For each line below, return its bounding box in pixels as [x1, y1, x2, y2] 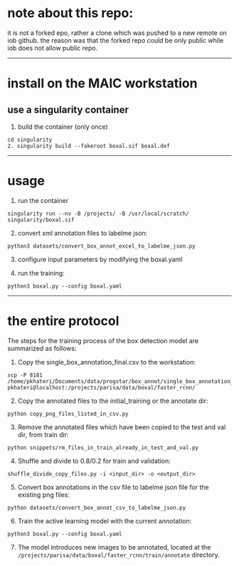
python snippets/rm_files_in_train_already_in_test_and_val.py [7, 444, 199, 451]
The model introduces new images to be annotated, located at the [17, 543, 211, 551]
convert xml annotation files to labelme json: [17, 229, 148, 237]
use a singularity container [7, 103, 129, 115]
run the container [17, 196, 69, 204]
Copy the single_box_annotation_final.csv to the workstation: [17, 357, 196, 366]
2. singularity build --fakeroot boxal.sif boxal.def [7, 142, 171, 150]
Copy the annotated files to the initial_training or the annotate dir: [17, 397, 208, 405]
